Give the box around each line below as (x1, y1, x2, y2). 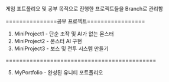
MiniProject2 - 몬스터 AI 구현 (14, 38, 82, 44)
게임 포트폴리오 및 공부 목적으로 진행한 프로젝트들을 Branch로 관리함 (5, 5, 164, 12)
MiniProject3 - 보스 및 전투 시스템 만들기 (14, 45, 109, 52)
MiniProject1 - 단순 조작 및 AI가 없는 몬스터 (14, 30, 114, 37)
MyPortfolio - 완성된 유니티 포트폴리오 (14, 69, 103, 76)
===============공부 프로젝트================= (5, 18, 145, 25)
